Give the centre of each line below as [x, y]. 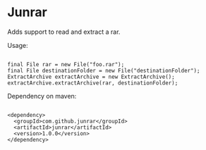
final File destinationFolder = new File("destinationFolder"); [104, 70]
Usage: [18, 45]
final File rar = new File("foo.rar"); [66, 64]
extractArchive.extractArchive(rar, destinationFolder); [93, 83]
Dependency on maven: [42, 96]
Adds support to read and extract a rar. [64, 32]
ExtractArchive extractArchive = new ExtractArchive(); [91, 77]
